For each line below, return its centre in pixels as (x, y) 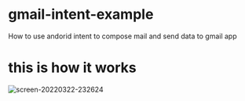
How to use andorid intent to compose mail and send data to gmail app (122, 36)
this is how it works (73, 68)
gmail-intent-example (81, 14)
